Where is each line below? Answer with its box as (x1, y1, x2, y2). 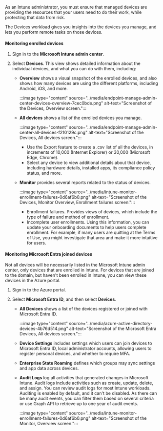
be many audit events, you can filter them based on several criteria (19, 395, 154, 402)
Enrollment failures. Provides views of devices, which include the (26, 209, 158, 215)
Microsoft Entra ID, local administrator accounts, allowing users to (19, 346, 152, 351)
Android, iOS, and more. (19, 85, 68, 92)
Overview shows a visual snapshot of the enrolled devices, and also (19, 75, 157, 81)
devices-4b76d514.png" (19, 326, 68, 331)
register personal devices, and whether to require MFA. (19, 351, 130, 357)
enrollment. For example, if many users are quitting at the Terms (26, 229, 156, 236)
